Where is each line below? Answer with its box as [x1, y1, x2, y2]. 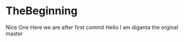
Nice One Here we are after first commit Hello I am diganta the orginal [5, 24, 179, 31]
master [5, 30, 23, 37]
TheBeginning [5, 4, 78, 18]
